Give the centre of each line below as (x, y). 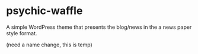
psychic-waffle (44, 11)
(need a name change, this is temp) (49, 45)
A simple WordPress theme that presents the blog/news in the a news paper (99, 27)
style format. (22, 33)
